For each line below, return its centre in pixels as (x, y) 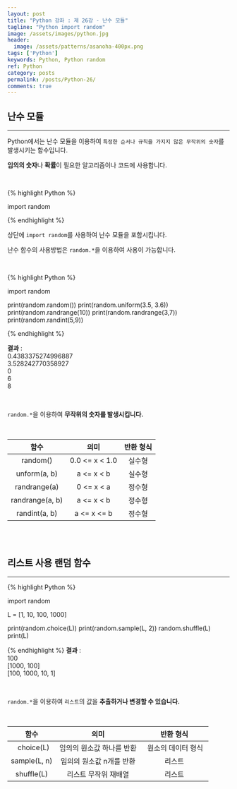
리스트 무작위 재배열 (98, 774)
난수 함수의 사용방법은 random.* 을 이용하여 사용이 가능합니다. (92, 250)
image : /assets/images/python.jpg (58, 34)
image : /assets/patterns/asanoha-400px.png (78, 47)
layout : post (26, 14)
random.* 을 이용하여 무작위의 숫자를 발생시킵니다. (75, 414)
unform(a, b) (37, 474)
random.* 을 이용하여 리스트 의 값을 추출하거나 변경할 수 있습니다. (93, 701)
